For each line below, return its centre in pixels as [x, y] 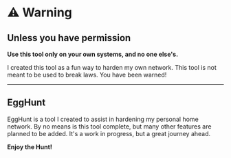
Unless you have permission [69, 38]
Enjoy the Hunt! [30, 147]
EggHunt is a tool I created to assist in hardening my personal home [103, 119]
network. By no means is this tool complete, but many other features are [109, 126]
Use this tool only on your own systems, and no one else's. [93, 54]
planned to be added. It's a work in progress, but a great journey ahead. [109, 133]
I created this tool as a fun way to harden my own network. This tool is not [112, 67]
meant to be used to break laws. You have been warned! [87, 75]
